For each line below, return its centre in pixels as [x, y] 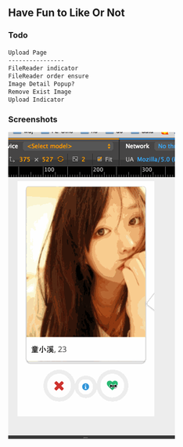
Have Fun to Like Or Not [66, 13]
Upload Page [27, 53]
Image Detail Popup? [42, 84]
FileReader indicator [43, 68]
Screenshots [33, 119]
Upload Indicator [36, 100]
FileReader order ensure [48, 76]
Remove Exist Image [40, 92]
